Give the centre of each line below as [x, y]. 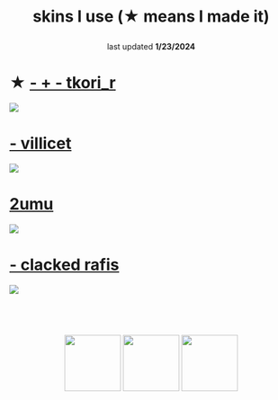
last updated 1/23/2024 [151, 47]
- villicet [40, 143]
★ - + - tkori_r [63, 83]
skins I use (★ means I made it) [151, 17]
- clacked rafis [64, 265]
